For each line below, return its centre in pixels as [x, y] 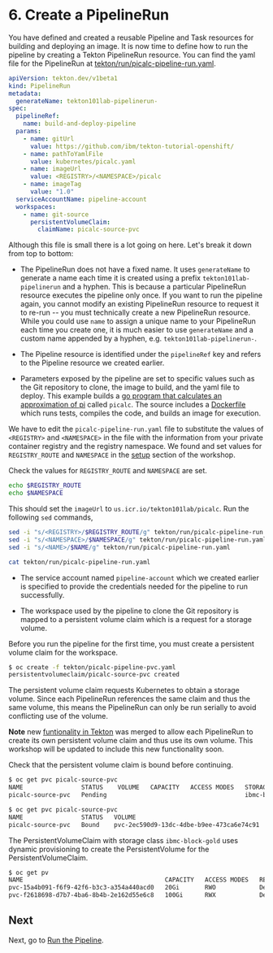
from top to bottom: [41, 254]
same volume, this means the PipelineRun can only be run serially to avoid [132, 707]
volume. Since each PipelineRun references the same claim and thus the [129, 699]
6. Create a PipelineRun [89, 15]
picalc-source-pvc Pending [58, 795]
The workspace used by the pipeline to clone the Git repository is [130, 611]
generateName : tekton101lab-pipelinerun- [87, 101]
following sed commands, [51, 517]
